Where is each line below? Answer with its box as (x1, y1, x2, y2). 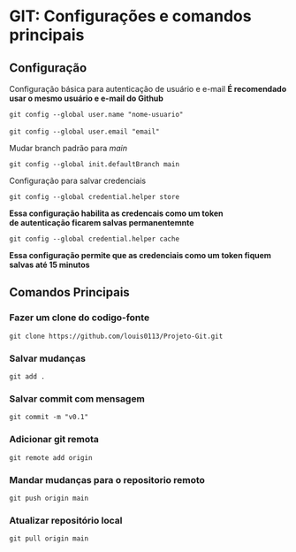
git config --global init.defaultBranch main (9, 160, 179, 169)
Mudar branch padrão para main (9, 143, 128, 153)
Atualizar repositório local (9, 514, 123, 526)
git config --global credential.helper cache (9, 234, 179, 243)
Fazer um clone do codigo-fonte (9, 311, 150, 324)
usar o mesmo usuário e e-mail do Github (9, 93, 163, 103)
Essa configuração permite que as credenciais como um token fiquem (9, 250, 272, 260)
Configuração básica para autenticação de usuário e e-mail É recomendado (9, 84, 287, 94)
